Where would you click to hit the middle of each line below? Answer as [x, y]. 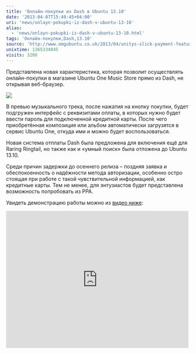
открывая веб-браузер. [35, 84]
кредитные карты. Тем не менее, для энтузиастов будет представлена [95, 185]
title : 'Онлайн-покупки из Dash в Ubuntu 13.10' [66, 11]
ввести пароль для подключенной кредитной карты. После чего [87, 119]
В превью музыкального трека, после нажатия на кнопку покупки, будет [97, 106]
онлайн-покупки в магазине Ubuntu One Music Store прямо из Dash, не [95, 78]
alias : [14, 28]
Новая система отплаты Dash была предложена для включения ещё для [97, 142]
